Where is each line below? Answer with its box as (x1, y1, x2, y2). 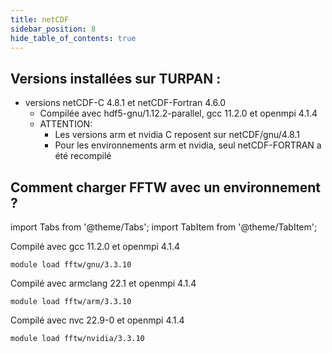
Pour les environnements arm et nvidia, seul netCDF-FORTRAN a (54, 139, 322, 151)
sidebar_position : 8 (10, 24, 97, 34)
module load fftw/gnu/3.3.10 (10, 260, 132, 270)
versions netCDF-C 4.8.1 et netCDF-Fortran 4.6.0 (24, 97, 227, 109)
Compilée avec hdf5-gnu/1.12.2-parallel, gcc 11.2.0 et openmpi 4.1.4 (39, 107, 318, 120)
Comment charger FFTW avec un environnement (10, 179, 321, 196)
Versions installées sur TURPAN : (10, 70, 222, 87)
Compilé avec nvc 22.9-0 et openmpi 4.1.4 (10, 314, 185, 326)
